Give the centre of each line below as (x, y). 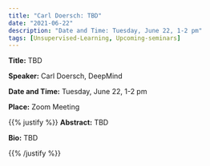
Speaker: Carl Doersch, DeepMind (65, 76)
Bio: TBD (23, 138)
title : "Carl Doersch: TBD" (55, 16)
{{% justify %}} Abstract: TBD (59, 123)
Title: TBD (25, 61)
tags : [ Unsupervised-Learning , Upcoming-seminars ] (95, 38)
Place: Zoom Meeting (44, 107)
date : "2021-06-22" (41, 23)
